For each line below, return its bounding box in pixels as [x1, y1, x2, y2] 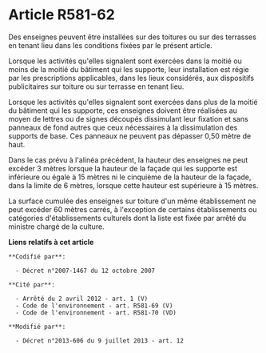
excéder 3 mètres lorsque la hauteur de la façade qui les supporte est [8, 163, 238, 173]
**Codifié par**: [8, 252, 66, 261]
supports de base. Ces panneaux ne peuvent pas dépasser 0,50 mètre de [8, 130, 252, 141]
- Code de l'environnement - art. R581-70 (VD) [15, 308, 177, 317]
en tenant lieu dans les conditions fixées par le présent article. [8, 40, 213, 50]
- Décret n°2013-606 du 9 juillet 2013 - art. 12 [15, 336, 184, 345]
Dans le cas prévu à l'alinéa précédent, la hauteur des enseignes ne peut [8, 154, 248, 165]
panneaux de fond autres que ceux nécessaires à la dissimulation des [8, 122, 238, 132]
